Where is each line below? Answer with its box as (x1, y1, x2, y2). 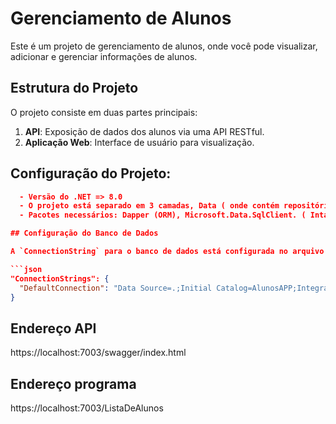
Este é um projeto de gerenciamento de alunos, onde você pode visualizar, (10, 40, 318, 52)
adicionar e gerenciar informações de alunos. (10, 50, 198, 62)
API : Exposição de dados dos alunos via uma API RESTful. (24, 125, 265, 137)
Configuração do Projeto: (10, 165, 172, 182)
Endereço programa (10, 375, 137, 392)
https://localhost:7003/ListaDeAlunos (10, 402, 164, 414)
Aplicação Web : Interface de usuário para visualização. (24, 136, 255, 148)
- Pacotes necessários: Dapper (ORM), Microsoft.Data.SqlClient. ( (19, 210, 307, 221)
